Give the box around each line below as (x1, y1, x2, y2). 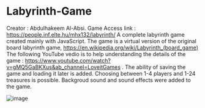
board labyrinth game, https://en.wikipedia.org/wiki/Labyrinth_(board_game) (6, 44, 199, 51)
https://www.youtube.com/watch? (24, 57, 111, 64)
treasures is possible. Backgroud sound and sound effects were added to (6, 76, 191, 84)
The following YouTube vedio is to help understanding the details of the (6, 50, 186, 57)
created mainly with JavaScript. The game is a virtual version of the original (6, 37, 197, 45)
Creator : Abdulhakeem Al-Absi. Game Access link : (6, 24, 136, 32)
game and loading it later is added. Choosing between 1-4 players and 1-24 (6, 70, 196, 77)
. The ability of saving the (122, 63, 186, 71)
